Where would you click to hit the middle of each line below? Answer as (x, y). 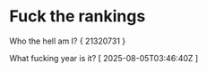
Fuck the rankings (78, 16)
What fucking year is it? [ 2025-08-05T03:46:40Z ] (104, 58)
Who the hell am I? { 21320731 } (68, 41)
